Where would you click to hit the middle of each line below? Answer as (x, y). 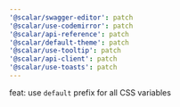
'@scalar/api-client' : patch (63, 59)
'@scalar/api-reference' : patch (69, 34)
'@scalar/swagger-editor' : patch (71, 17)
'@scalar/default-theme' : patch (69, 42)
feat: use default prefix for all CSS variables (90, 92)
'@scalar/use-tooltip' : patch (65, 51)
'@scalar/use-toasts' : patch (63, 68)
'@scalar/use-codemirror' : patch (71, 26)
